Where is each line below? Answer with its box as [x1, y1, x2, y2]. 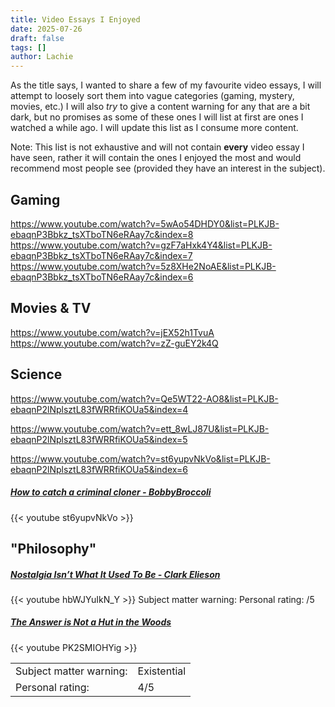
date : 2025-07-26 [10, 24, 83, 34]
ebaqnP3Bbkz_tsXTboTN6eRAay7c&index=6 [10, 271, 194, 283]
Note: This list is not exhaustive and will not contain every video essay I [10, 141, 305, 153]
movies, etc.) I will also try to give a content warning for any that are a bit [10, 101, 311, 113]
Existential [137, 664, 187, 678]
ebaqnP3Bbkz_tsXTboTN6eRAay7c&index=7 [10, 249, 193, 261]
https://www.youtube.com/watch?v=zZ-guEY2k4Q [10, 337, 219, 349]
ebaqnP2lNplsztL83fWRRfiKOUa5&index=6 [10, 463, 188, 475]
